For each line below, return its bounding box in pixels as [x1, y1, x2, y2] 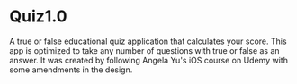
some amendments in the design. [9, 64, 133, 75]
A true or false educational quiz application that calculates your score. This [9, 36, 287, 46]
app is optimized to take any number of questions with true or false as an [9, 45, 281, 55]
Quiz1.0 [9, 6, 67, 27]
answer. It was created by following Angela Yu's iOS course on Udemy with [9, 55, 288, 65]
